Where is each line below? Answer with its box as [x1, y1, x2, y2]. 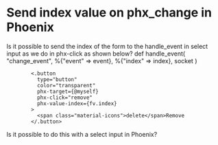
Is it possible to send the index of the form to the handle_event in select [6, 42, 208, 50]
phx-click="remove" [36, 94, 93, 101]
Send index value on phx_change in [6, 5, 212, 21]
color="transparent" [36, 82, 96, 89]
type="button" [36, 76, 77, 83]
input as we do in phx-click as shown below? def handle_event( [6, 49, 186, 58]
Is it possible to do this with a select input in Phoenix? [6, 130, 158, 138]
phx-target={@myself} [36, 88, 99, 95]
